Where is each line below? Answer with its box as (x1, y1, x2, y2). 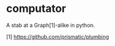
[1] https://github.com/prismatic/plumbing (6, 33, 110, 40)
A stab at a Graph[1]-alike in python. (6, 22, 95, 29)
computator (6, 2, 66, 16)
